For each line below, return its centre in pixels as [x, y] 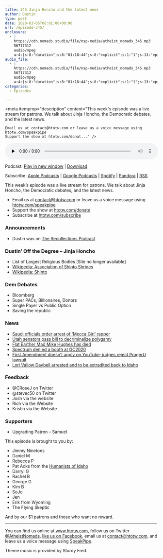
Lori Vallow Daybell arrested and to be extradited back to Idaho [75, 365]
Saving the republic [31, 311]
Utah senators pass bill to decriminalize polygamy [62, 339]
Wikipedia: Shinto [30, 272]
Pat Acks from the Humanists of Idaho [50, 466]
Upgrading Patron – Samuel [40, 432]
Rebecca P [23, 461]
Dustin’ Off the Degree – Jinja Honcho [50, 251]
